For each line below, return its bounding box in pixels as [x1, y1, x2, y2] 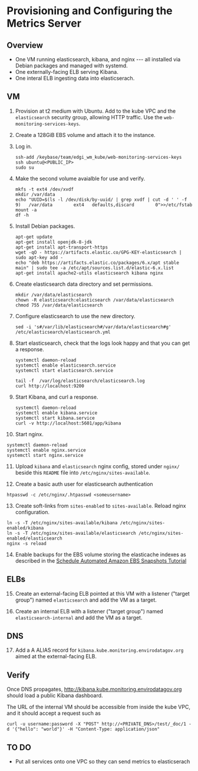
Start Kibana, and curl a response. [15, 393, 98, 400]
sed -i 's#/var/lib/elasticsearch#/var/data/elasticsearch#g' [15, 324, 171, 330]
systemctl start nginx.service [6, 452, 84, 458]
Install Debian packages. [15, 223, 75, 230]
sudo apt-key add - [15, 254, 64, 260]
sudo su [15, 164, 34, 171]
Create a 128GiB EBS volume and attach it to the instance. [15, 131, 156, 138]
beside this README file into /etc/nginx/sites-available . [15, 469, 151, 476]
